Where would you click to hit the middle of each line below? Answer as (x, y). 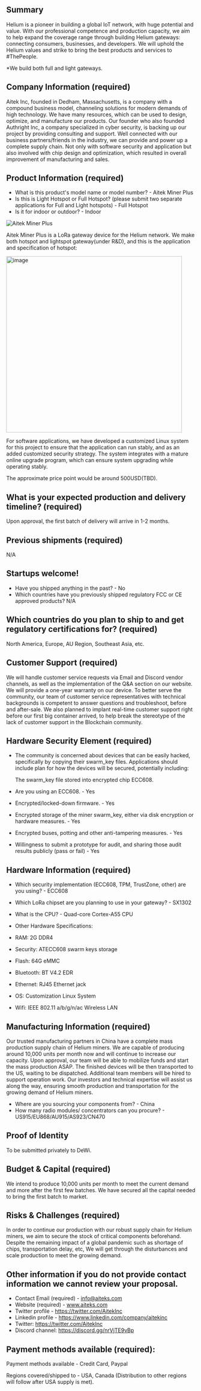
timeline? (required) (44, 506)
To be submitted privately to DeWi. (49, 1150)
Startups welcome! (43, 574)
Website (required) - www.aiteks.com (61, 1305)
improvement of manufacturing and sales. (58, 159)
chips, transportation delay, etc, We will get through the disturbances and (97, 1249)
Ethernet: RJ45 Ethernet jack (50, 984)
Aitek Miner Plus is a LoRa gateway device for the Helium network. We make (100, 235)
